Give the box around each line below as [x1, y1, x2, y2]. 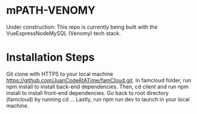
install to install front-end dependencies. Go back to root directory [6, 89, 169, 96]
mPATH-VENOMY [6, 4, 96, 17]
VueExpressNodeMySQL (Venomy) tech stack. [6, 29, 121, 36]
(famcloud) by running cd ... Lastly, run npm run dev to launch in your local [6, 95, 190, 103]
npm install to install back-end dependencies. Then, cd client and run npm [6, 83, 189, 90]
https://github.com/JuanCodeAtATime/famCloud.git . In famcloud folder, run [6, 76, 192, 84]
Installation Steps [6, 51, 95, 64]
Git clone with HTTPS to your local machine [6, 70, 113, 78]
